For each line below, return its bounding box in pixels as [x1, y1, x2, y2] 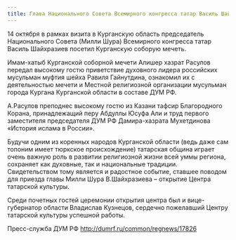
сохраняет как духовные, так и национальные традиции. [7, 159, 178, 168]
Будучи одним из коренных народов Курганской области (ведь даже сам [7, 138, 229, 146]
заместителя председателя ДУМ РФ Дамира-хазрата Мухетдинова [7, 116, 211, 125]
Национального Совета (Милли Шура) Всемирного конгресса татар [7, 36, 212, 46]
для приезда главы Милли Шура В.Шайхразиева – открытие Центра [7, 175, 211, 183]
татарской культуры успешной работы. [7, 211, 125, 219]
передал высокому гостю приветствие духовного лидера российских [7, 65, 218, 74]
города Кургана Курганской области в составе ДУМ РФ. [7, 88, 177, 96]
